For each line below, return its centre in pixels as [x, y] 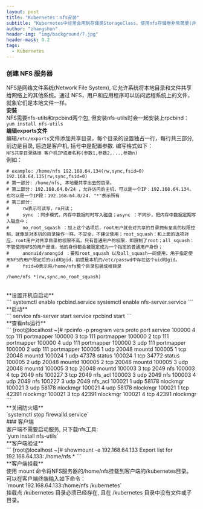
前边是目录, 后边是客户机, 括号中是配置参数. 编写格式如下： [79, 146]
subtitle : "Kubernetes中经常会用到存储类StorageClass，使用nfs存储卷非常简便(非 [101, 23]
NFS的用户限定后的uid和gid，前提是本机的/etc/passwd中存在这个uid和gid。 [95, 260]
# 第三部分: [20, 202]
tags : [13, 46]
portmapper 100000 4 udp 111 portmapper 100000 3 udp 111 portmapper [96, 343]
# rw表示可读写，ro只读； [40, 209]
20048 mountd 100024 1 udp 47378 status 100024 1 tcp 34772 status [93, 356]
